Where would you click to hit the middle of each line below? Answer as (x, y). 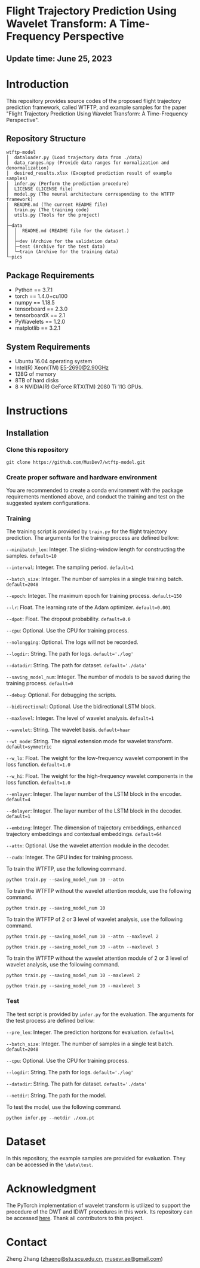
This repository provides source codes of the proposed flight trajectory (94, 101)
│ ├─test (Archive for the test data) (56, 247)
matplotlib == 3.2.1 (38, 328)
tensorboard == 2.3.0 (41, 309)
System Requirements (48, 347)
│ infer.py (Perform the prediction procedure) (68, 184)
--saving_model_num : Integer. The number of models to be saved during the (98, 677)
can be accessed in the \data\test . (50, 1164)
